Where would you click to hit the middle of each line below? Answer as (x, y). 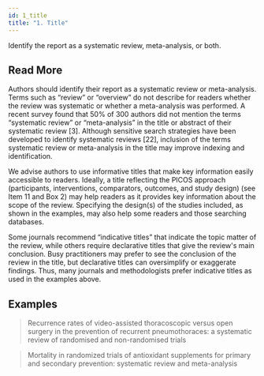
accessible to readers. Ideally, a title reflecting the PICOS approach (117, 180)
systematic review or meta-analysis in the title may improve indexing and (126, 148)
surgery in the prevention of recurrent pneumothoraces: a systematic (139, 332)
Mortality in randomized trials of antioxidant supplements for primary (139, 355)
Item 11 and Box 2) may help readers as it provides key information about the (132, 197)
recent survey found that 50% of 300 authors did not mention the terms (125, 115)
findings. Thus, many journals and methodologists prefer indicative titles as (130, 271)
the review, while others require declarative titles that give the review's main (131, 246)
